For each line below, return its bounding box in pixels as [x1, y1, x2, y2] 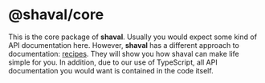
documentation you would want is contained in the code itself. [8, 65, 214, 75]
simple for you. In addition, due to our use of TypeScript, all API [8, 57, 218, 67]
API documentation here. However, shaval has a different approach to [8, 40, 239, 49]
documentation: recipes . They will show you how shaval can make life [8, 49, 239, 58]
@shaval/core [8, 6, 104, 24]
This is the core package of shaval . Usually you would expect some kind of [8, 32, 258, 41]
